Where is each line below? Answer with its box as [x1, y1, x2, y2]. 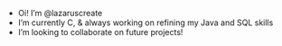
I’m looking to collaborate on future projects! [17, 27, 183, 37]
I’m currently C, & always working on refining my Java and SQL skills [17, 17, 274, 28]
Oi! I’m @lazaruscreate [17, 8, 103, 18]
